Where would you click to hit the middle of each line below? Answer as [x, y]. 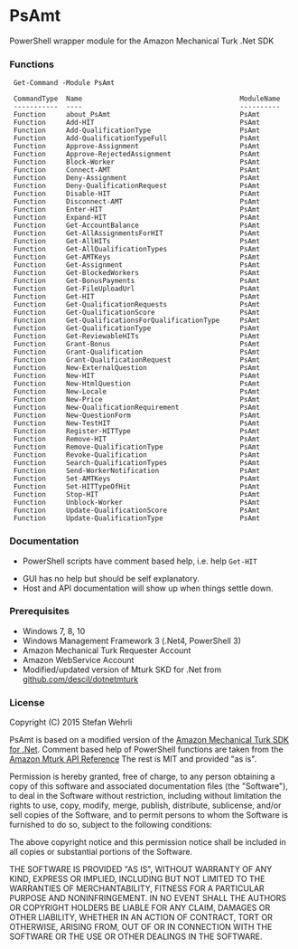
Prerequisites [39, 612]
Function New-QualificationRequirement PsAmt [136, 408]
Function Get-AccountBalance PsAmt [136, 226]
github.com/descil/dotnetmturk [80, 679]
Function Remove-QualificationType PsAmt [136, 447]
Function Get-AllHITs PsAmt [136, 242]
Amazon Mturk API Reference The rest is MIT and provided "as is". [133, 759]
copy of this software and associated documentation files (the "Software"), [149, 786]
